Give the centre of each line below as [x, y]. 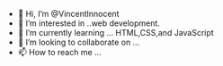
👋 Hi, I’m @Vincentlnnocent [68, 14]
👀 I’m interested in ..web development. [89, 23]
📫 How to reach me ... [59, 52]
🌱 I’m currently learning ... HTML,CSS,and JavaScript [116, 33]
